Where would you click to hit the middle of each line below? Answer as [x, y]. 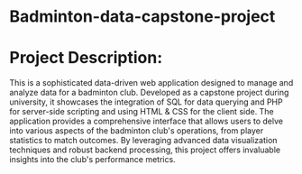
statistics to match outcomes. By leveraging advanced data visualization [143, 141]
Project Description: [86, 58]
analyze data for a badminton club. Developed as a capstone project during [149, 93]
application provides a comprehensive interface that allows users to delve [146, 121]
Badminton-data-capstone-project [142, 17]
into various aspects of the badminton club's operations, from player [137, 131]
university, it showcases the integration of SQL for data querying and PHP [146, 102]
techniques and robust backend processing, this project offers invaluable [145, 150]
